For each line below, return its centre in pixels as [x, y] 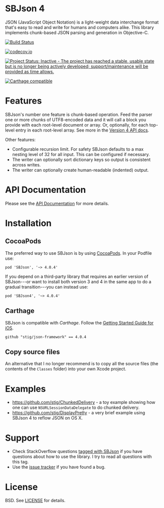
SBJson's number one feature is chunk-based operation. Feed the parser [79, 114]
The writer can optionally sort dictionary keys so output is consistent [81, 160]
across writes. [26, 164]
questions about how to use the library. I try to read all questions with [82, 456]
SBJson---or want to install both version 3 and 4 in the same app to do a [78, 281]
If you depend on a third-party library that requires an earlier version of [77, 276]
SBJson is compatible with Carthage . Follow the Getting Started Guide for [79, 322]
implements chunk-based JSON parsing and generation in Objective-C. [77, 32]
